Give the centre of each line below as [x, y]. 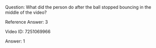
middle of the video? [26, 12]
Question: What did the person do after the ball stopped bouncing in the [78, 7]
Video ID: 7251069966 [28, 31]
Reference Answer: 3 [27, 22]
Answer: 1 [15, 41]
